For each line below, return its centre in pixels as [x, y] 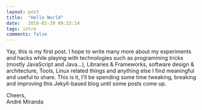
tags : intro [21, 29]
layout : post [23, 12]
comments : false [27, 34]
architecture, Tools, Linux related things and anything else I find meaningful [100, 71]
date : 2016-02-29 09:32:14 [43, 23]
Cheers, [16, 95]
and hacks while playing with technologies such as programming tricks [95, 58]
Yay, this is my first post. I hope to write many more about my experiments [99, 51]
